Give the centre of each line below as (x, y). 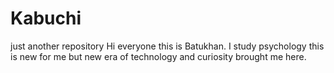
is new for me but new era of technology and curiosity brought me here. (158, 56)
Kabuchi (46, 18)
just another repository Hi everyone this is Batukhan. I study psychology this (167, 46)
